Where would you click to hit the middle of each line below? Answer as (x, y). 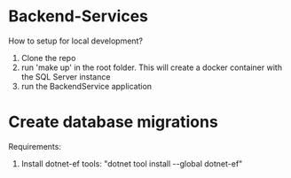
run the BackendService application (87, 86)
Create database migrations (113, 122)
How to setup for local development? (76, 41)
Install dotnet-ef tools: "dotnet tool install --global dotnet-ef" (132, 163)
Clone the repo (48, 58)
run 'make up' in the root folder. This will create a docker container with (152, 67)
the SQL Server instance (66, 76)
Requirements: (35, 146)
